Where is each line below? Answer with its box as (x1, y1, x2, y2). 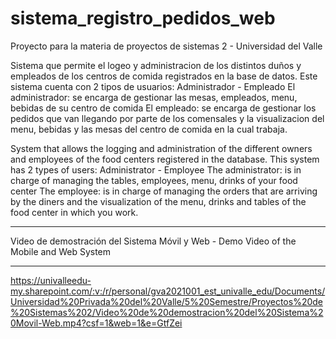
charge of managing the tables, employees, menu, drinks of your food (10, 174, 298, 186)
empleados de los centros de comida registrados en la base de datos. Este (10, 70, 318, 82)
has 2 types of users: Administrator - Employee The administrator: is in (10, 163, 302, 176)
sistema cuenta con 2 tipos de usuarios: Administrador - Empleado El (10, 80, 296, 92)
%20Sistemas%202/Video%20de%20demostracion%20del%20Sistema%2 (10, 306, 324, 318)
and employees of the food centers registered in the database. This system (10, 153, 320, 165)
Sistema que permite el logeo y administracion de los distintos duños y (10, 59, 302, 71)
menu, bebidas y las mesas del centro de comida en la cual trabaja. (10, 123, 288, 135)
